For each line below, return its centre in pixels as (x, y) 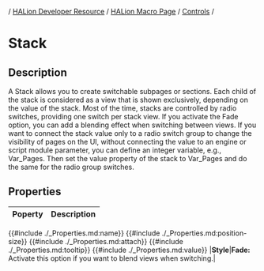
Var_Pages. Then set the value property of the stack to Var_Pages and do (128, 158)
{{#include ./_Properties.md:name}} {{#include (84, 233)
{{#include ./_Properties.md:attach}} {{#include (106, 241)
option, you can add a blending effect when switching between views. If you (132, 125)
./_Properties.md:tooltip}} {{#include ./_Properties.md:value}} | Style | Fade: (129, 250)
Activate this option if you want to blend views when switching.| (112, 258)
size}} (18, 241)
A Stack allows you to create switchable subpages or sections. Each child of (132, 91)
